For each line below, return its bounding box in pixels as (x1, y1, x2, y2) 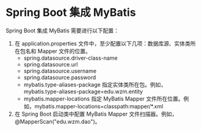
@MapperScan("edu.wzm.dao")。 (14, 118, 101, 125)
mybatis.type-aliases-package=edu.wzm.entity (23, 88, 143, 95)
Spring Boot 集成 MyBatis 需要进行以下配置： (5, 27, 120, 34)
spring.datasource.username (23, 67, 97, 74)
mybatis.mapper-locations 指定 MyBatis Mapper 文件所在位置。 (23, 95, 184, 102)
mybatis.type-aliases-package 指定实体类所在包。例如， (23, 80, 167, 88)
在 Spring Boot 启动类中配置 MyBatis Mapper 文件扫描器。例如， (14, 110, 178, 118)
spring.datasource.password (23, 74, 96, 81)
